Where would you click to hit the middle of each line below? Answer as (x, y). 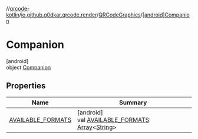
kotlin (13, 15)
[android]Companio (166, 15)
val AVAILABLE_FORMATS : (114, 120)
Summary (133, 102)
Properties (26, 86)
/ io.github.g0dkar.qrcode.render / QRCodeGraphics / (81, 15)
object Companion (29, 67)
